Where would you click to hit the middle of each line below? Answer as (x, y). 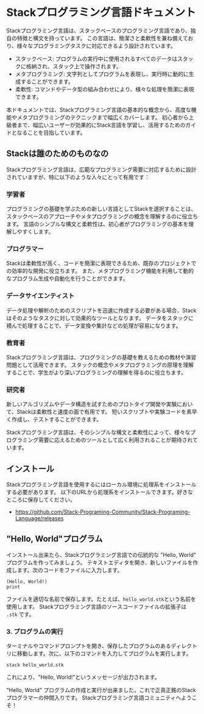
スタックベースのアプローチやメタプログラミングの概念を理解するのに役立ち (102, 216)
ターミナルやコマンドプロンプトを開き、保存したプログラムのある (89, 646)
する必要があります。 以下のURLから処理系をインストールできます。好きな (100, 492)
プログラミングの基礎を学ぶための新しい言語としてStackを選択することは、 (101, 209)
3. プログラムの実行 (35, 631)
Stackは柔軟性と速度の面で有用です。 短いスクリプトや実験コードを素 (104, 412)
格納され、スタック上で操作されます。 (74, 66)
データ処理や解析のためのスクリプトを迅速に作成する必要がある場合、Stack (101, 310)
